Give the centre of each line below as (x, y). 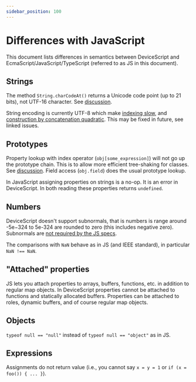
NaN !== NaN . (21, 251)
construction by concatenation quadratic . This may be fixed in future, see (95, 119)
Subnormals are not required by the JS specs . (62, 233)
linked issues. (23, 126)
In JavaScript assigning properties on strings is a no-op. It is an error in (92, 182)
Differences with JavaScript (75, 40)
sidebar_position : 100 (34, 11)
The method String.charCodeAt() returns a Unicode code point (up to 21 (94, 96)
